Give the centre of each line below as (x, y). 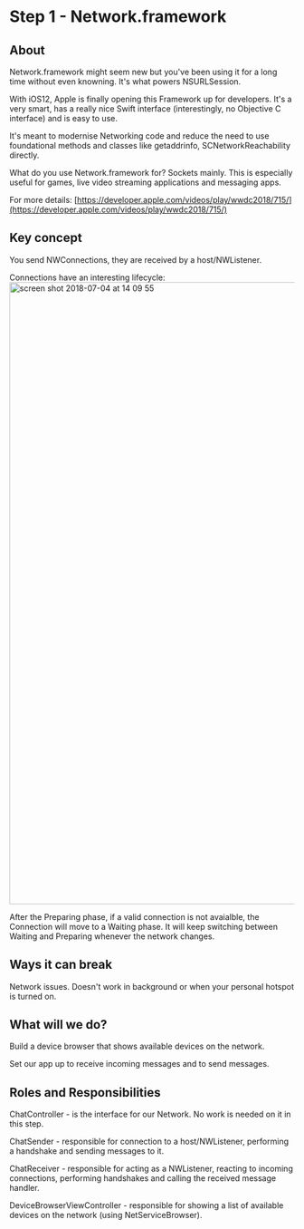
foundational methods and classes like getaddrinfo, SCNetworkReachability (150, 145)
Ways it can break (61, 965)
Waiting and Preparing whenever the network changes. (112, 936)
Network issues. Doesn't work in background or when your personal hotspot (152, 986)
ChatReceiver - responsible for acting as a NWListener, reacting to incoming (152, 1169)
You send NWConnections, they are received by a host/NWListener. (136, 259)
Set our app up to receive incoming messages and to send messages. (139, 1064)
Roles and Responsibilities (85, 1093)
